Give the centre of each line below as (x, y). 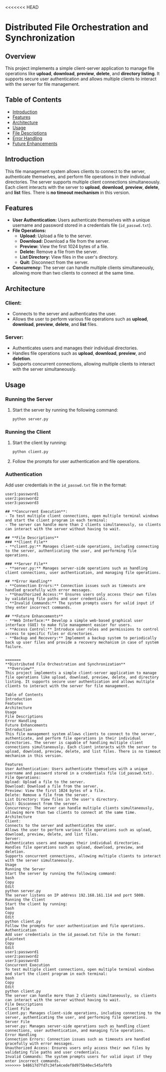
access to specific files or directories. (50, 634)
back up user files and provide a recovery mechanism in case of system (82, 642)
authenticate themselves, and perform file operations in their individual (78, 176)
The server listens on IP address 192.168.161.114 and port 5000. (75, 896)
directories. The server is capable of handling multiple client (74, 743)
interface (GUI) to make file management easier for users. (69, 625)
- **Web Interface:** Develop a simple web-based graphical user (74, 621)
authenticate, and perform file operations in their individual (73, 739)
